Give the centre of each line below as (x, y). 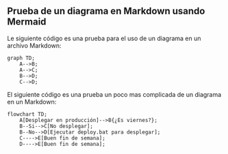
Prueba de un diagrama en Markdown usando (106, 11)
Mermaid (27, 22)
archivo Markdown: (34, 45)
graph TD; (21, 58)
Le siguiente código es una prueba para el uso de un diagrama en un (104, 38)
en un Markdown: (32, 102)
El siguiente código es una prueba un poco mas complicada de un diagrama (114, 94)
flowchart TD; (27, 114)
